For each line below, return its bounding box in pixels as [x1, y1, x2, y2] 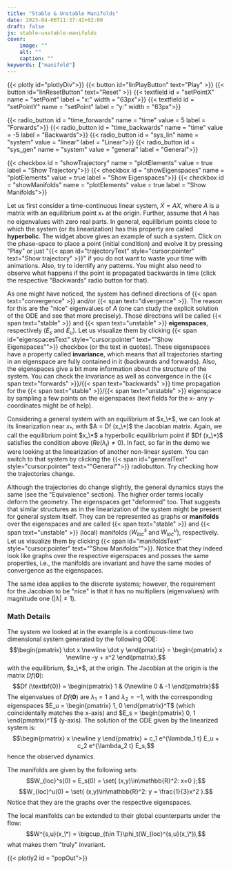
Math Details [7, 612, 50, 622]
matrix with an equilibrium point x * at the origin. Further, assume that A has [7, 209, 219, 218]
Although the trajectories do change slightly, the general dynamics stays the [7, 483, 224, 491]
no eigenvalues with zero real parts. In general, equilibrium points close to [7, 218, 217, 226]
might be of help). [42, 401, 93, 410]
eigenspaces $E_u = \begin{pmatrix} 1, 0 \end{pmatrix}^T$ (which [7, 702, 196, 710]
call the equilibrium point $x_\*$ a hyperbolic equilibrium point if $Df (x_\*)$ [7, 431, 223, 439]
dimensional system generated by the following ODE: [7, 635, 158, 643]
